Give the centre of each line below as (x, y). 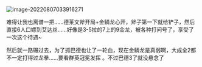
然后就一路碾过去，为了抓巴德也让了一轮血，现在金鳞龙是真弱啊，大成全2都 (101, 50)
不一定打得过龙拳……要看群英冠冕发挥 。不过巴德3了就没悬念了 (85, 58)
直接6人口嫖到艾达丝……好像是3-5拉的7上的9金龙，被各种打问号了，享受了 (100, 30)
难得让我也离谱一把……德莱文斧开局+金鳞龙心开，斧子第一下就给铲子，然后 (101, 22)
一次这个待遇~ (24, 37)
